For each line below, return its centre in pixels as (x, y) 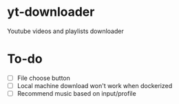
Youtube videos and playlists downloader (65, 31)
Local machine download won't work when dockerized (95, 85)
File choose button (44, 78)
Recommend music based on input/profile (76, 93)
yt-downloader (51, 12)
